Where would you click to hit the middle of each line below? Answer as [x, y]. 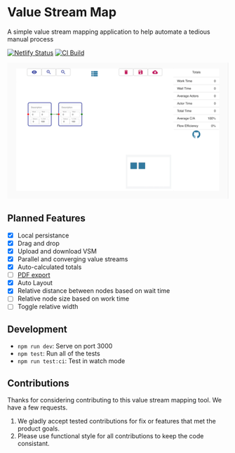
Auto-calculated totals [49, 267]
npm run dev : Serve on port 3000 [65, 346]
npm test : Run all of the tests [59, 354]
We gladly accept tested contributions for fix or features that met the [116, 421]
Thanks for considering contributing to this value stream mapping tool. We [115, 400]
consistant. [34, 444]
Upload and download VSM [57, 251]
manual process [31, 39]
